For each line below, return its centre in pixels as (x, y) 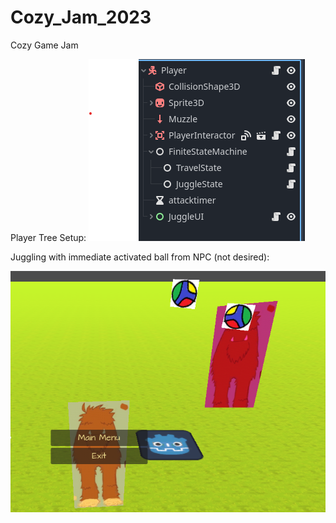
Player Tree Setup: (48, 237)
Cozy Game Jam (44, 45)
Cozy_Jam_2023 (81, 17)
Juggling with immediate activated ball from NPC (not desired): (140, 257)
